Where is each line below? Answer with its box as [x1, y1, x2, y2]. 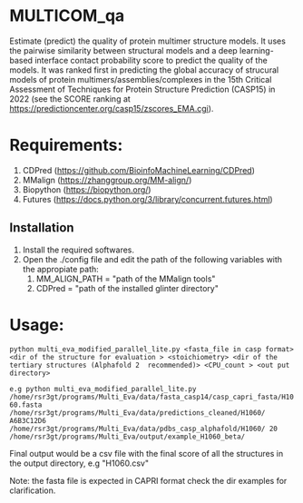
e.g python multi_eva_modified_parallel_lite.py [9, 384, 197, 393]
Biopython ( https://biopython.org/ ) [22, 183, 151, 195]
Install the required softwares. [22, 244, 134, 255]
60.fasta [9, 400, 43, 409]
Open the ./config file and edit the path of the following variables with [22, 253, 283, 264]
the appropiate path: [22, 263, 100, 274]
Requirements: [9, 135, 123, 155]
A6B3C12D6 [9, 416, 47, 425]
